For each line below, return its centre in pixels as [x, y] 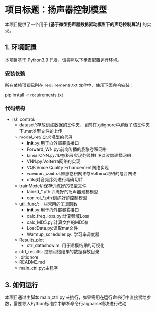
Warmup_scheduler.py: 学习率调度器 [63, 234]
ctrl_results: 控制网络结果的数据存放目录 [59, 252]
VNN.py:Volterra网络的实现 [53, 161]
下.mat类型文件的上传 [41, 131]
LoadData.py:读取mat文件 [52, 228]
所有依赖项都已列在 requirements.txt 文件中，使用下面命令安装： [70, 85]
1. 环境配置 [21, 47]
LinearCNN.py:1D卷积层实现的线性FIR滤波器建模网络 [79, 155]
